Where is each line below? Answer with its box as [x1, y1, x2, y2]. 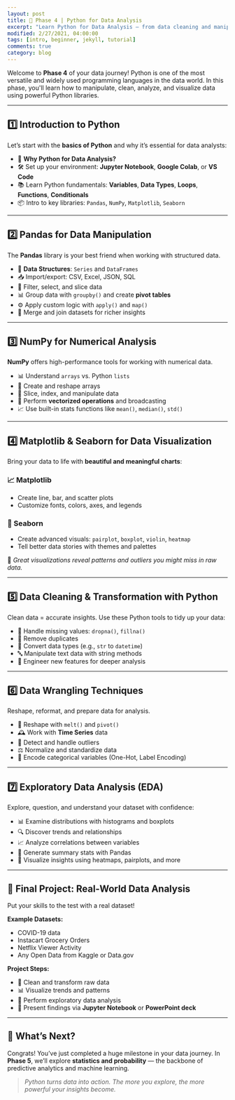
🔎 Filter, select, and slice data [17, 282, 103, 291]
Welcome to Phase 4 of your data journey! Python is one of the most [7, 68, 205, 77]
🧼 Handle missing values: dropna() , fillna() [17, 626, 145, 635]
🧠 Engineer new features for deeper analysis [17, 657, 145, 665]
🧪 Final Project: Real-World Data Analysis [7, 883, 191, 894]
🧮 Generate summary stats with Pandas [17, 848, 131, 857]
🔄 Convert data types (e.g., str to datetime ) [17, 641, 143, 650]
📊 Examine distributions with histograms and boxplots [17, 817, 175, 826]
